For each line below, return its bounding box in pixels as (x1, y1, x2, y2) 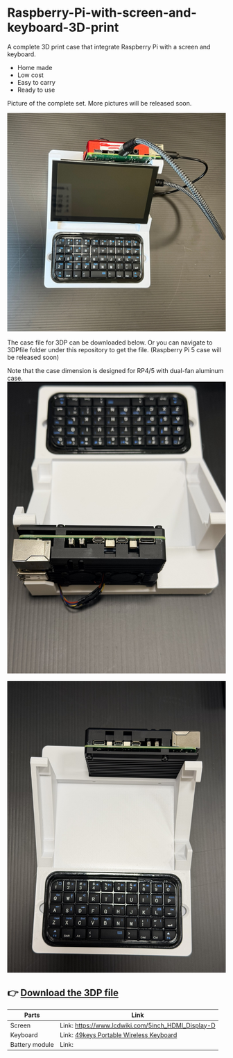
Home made (17, 63, 53, 72)
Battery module (10, 1041, 54, 1049)
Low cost (17, 71, 44, 79)
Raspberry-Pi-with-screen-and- (7, 5, 197, 21)
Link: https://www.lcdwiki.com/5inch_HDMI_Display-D (60, 1021, 216, 1030)
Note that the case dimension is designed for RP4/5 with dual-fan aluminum (7, 366, 224, 374)
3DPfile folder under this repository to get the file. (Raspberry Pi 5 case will (7, 345, 222, 354)
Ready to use (17, 85, 55, 94)
